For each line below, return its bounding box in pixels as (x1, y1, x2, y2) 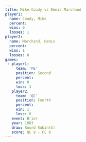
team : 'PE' (16, 66, 38, 71)
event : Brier (11, 116, 38, 121)
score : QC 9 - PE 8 (11, 130, 51, 135)
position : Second (16, 71, 51, 76)
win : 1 (16, 107, 29, 112)
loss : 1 (16, 84, 32, 89)
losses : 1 (9, 30, 29, 35)
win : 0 (16, 80, 29, 84)
